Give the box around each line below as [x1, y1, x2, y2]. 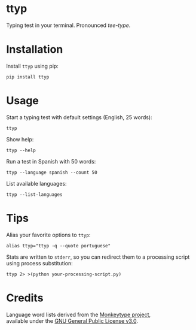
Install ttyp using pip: [6, 62, 59, 69]
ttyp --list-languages [6, 191, 63, 198]
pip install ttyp [6, 74, 50, 80]
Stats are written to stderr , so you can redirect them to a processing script [6, 253, 190, 261]
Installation [6, 43, 63, 56]
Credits [6, 291, 44, 304]
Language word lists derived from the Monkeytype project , [6, 311, 151, 318]
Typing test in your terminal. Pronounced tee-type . [6, 22, 131, 29]
